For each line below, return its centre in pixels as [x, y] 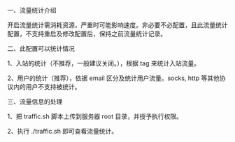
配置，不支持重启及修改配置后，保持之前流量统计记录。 [87, 34]
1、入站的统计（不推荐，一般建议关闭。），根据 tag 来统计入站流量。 [104, 63]
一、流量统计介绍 [32, 10]
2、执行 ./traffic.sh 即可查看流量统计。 [63, 131]
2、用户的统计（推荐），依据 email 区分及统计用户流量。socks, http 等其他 [114, 78]
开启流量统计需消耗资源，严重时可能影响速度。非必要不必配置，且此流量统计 [117, 25]
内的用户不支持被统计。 [47, 87]
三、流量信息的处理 [35, 102]
